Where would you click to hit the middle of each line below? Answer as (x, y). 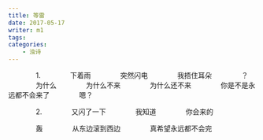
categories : (28, 45)
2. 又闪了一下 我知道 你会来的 (124, 112)
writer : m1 (26, 30)
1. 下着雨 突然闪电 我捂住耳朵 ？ (142, 75)
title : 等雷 (26, 15)
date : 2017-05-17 (37, 23)
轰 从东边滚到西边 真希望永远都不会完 (124, 128)
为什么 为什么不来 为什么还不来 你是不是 (142, 85)
